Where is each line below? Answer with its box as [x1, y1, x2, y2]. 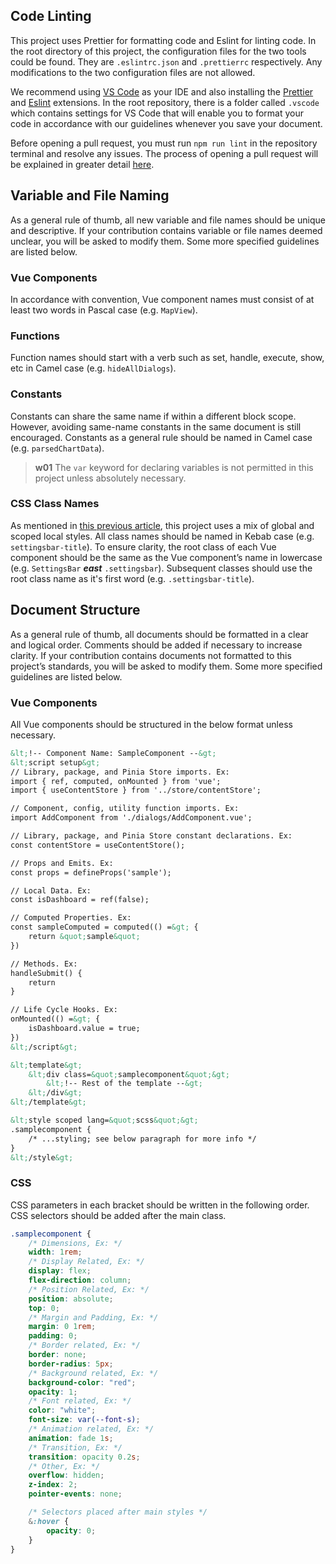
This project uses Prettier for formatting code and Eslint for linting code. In [10, 34, 317, 46]
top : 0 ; [28, 1303, 60, 1313]
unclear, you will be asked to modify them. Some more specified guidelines [10, 235, 320, 247]
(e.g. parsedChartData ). [10, 442, 105, 454]
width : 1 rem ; [28, 1247, 83, 1258]
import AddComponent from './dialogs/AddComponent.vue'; [10, 813, 253, 823]
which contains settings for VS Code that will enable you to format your [10, 107, 305, 119]
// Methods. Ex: [10, 959, 78, 969]
